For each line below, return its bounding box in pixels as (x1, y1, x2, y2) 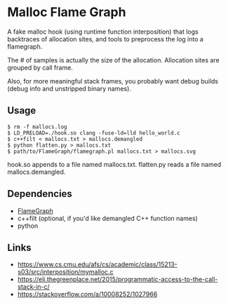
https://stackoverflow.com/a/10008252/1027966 (17, 290, 158, 299)
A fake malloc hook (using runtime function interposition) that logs (7, 27, 199, 36)
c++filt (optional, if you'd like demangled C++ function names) (17, 214, 199, 222)
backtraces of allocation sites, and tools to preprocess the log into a (7, 34, 203, 43)
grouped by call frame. (7, 63, 74, 72)
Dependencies (7, 188, 72, 200)
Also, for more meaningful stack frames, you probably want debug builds (7, 76, 219, 85)
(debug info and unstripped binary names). (7, 84, 132, 93)
